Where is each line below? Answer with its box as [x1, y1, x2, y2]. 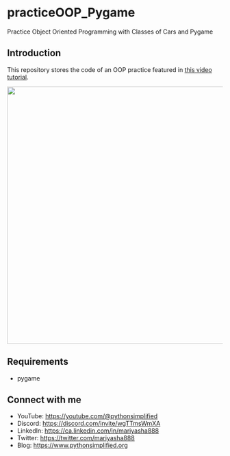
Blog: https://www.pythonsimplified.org [16, 441, 128, 450]
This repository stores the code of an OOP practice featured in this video [7, 65, 212, 73]
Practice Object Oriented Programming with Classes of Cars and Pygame [7, 27, 214, 36]
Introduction [7, 47, 62, 59]
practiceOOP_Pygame [7, 5, 136, 21]
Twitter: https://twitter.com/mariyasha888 [16, 434, 135, 442]
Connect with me [7, 394, 82, 405]
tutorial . [7, 73, 29, 81]
